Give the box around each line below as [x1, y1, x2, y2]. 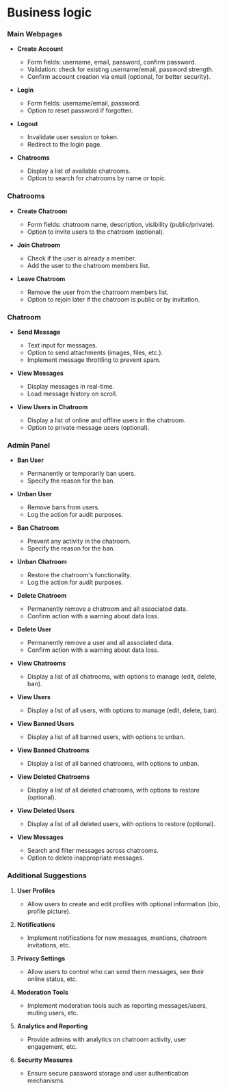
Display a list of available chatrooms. [27, 167, 131, 175]
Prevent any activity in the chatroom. [27, 537, 131, 546]
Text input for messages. [27, 341, 98, 350]
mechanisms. [27, 1076, 65, 1085]
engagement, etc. [27, 1042, 77, 1050]
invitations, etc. [27, 941, 70, 949]
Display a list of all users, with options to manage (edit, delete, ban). [27, 706, 219, 714]
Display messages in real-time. [27, 383, 115, 391]
